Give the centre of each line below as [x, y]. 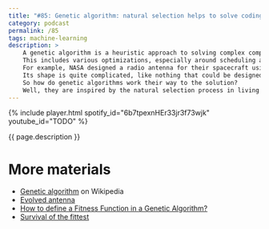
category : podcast [39, 23]
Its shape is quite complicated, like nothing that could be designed [143, 75]
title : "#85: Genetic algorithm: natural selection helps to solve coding [136, 16]
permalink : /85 [34, 30]
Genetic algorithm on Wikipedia [72, 191]
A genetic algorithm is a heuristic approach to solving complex [134, 53]
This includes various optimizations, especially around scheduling [139, 61]
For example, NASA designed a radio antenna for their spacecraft [136, 68]
